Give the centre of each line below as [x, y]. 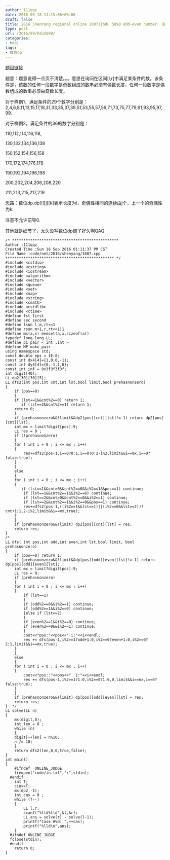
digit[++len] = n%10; [37, 737]
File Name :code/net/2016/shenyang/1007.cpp [53, 254]
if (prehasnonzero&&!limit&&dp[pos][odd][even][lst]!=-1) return [85, 560]
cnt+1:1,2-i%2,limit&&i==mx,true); [43, 511]
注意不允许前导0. [23, 220]
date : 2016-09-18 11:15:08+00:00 [40, 15]
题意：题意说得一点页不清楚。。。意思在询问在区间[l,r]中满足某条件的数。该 [82, 78]
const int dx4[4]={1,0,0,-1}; [37, 360]
